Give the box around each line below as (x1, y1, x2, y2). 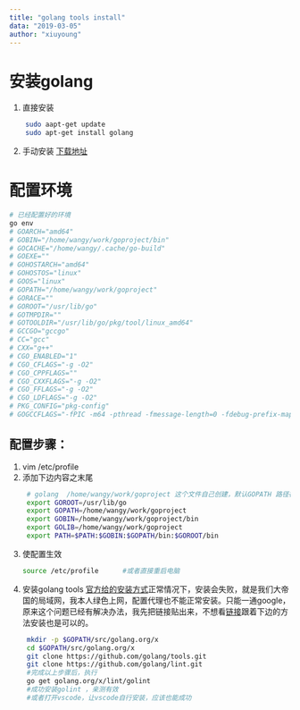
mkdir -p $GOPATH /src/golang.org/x (26, 635, 159, 644)
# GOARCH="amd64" (9, 227, 74, 236)
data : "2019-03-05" (9, 21, 82, 30)
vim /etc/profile (21, 461, 79, 472)
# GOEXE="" (9, 252, 50, 261)
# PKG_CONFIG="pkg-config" (9, 401, 110, 411)
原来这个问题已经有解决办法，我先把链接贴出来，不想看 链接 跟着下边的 (21, 605, 281, 617)
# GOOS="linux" (9, 277, 66, 286)
